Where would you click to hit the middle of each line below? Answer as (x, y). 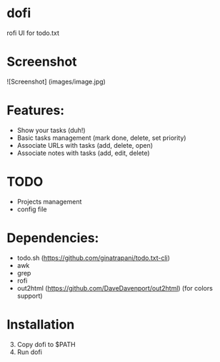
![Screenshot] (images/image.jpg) (56, 81)
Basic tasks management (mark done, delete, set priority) (101, 138)
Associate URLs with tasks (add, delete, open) (85, 145)
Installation (41, 325)
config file (32, 209)
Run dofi (29, 352)
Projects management (49, 201)
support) (30, 296)
